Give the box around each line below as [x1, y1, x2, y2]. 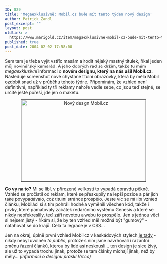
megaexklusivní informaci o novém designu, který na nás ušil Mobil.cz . [5, 68, 153, 74]
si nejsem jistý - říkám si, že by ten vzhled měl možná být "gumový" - [5, 217, 148, 223]
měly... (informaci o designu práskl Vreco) [5, 253, 91, 259]
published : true [5, 40, 39, 45]
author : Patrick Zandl [5, 16, 52, 21]
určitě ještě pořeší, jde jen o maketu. [5, 89, 80, 95]
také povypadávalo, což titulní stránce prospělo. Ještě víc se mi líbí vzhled [5, 196, 158, 202]
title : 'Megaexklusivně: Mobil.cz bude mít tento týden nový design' [5, 12, 153, 17]
